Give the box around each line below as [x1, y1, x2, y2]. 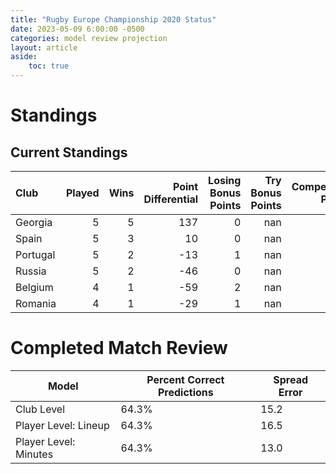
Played [65, 186, 100, 200]
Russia [15, 264, 47, 278]
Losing [208, 174, 242, 187]
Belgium [15, 281, 54, 294]
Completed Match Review [10, 337, 228, 360]
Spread [273, 372, 309, 386]
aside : [10, 52, 38, 62]
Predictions [157, 385, 214, 399]
